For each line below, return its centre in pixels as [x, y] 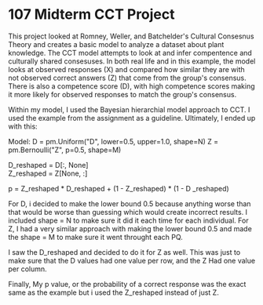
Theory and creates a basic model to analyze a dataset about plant [116, 44]
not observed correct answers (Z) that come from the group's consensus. [128, 78]
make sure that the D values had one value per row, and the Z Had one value [132, 260]
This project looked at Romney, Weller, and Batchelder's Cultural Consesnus [131, 36]
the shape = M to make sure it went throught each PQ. [95, 237]
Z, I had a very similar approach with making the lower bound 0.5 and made [130, 228]
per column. [27, 269]
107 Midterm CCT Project [91, 15]
